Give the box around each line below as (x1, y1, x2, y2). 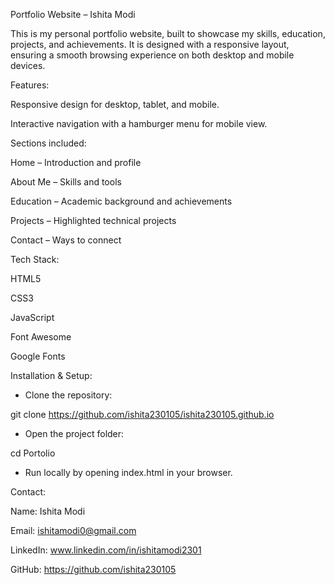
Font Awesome (10, 331, 72, 343)
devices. (10, 60, 46, 71)
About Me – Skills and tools (10, 176, 122, 188)
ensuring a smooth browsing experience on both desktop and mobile (10, 49, 295, 61)
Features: (10, 79, 50, 91)
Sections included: (10, 137, 87, 149)
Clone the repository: (24, 389, 113, 401)
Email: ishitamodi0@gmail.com (10, 525, 137, 536)
